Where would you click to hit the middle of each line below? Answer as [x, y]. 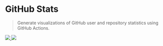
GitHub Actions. [33, 28]
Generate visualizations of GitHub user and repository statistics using [88, 23]
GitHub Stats [32, 9]
